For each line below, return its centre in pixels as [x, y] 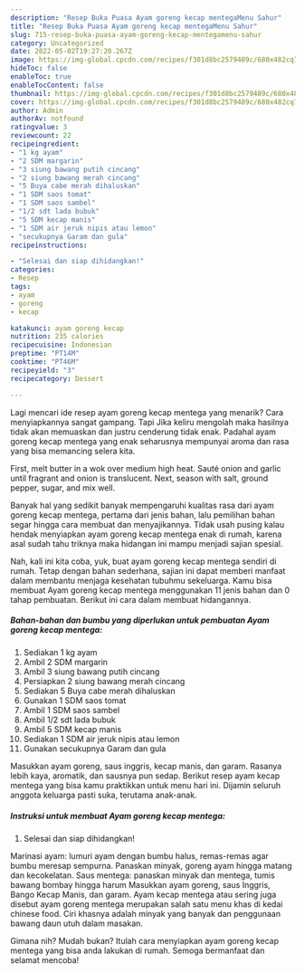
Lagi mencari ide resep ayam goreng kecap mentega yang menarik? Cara [147, 412]
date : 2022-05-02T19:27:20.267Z [71, 52]
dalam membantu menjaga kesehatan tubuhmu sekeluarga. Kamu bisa [141, 580]
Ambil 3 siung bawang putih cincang [91, 672]
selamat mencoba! [45, 960]
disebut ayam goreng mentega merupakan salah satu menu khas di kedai [147, 904]
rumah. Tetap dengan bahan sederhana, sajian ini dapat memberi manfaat [148, 570]
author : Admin [37, 110]
